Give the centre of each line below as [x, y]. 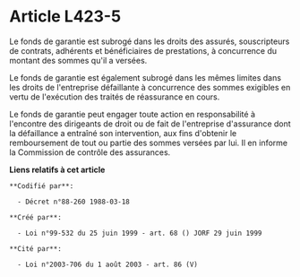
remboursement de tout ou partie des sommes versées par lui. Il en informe [149, 143]
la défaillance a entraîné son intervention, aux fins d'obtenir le [123, 133]
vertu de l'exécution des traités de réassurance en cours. [115, 97]
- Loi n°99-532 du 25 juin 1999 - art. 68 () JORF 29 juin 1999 [140, 233]
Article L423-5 [65, 17]
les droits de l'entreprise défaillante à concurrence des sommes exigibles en [150, 87]
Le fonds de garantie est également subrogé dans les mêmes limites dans [146, 77]
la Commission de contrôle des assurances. [90, 152]
